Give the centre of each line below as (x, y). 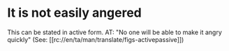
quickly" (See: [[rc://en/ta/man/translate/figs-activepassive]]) (96, 39)
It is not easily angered (74, 13)
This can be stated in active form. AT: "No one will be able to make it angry (114, 32)
